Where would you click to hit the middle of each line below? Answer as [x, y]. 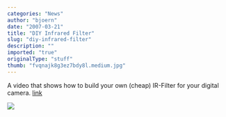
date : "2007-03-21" [35, 26]
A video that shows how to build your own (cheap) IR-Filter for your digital [113, 85]
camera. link [25, 93]
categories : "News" [35, 14]
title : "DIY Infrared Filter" [51, 33]
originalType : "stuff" [40, 59]
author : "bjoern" [32, 20]
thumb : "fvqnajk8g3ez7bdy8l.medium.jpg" [67, 65]
